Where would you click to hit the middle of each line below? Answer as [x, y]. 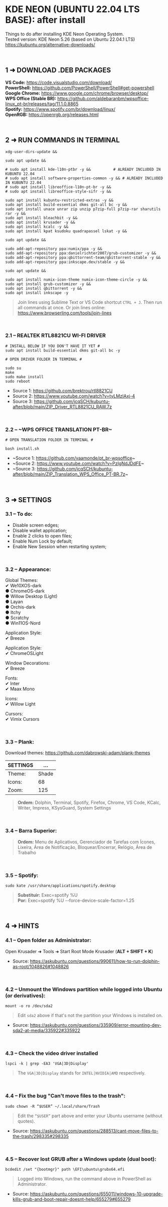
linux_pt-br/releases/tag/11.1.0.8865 [42, 104]
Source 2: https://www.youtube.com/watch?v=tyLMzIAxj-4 [74, 396]
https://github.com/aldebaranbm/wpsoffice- [103, 98]
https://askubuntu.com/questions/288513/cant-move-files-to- [94, 1131]
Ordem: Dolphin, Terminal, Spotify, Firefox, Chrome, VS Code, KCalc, [89, 802]
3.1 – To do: [19, 514]
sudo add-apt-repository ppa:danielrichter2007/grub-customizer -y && [81, 253]
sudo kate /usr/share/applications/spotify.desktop [60, 886]
